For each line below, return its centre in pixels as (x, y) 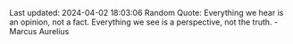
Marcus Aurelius (39, 31)
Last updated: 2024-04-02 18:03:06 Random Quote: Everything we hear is (146, 13)
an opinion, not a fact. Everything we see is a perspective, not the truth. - (144, 22)
